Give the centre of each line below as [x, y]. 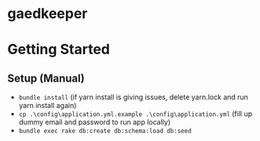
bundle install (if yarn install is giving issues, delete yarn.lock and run [134, 97]
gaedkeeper [48, 14]
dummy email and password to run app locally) [95, 122]
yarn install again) [48, 106]
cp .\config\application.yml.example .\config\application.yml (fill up [135, 114]
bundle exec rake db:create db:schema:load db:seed [105, 131]
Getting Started [59, 50]
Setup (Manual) [46, 78]
